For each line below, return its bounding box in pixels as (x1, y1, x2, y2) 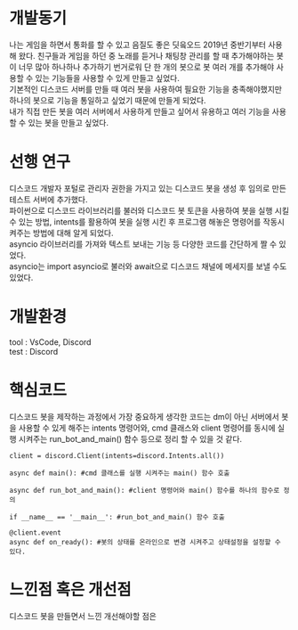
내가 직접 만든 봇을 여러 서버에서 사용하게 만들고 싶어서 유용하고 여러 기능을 (9, 106, 270, 117)
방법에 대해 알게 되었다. (32, 227, 114, 238)
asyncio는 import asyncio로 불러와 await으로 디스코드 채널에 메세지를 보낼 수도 (9, 260, 287, 272)
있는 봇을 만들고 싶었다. (28, 117, 109, 127)
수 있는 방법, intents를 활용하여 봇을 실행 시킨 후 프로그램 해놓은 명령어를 (9, 216, 262, 227)
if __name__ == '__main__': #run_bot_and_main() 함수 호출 (9, 512, 225, 521)
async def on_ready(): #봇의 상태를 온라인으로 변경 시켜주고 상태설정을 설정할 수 (9, 537, 282, 546)
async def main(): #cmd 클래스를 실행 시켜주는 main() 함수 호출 (9, 469, 230, 478)
